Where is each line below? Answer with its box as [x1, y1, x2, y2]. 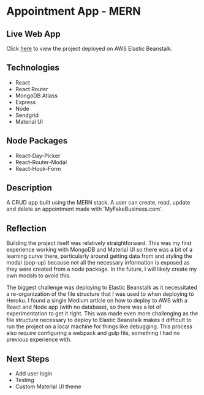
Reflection [6, 223, 47, 233]
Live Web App [6, 29, 61, 39]
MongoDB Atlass [15, 92, 58, 99]
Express [15, 98, 36, 105]
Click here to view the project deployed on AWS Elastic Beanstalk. [6, 45, 173, 52]
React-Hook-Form [15, 165, 61, 172]
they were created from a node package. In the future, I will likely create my [6, 265, 197, 273]
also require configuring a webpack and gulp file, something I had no [6, 329, 180, 337]
